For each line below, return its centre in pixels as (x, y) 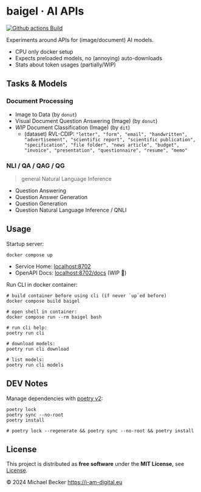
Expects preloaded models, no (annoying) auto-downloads (89, 58)
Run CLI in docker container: (42, 284)
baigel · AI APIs (45, 11)
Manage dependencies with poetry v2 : (55, 398)
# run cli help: (27, 328)
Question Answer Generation (51, 197)
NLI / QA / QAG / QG (36, 166)
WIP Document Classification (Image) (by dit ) (73, 127)
